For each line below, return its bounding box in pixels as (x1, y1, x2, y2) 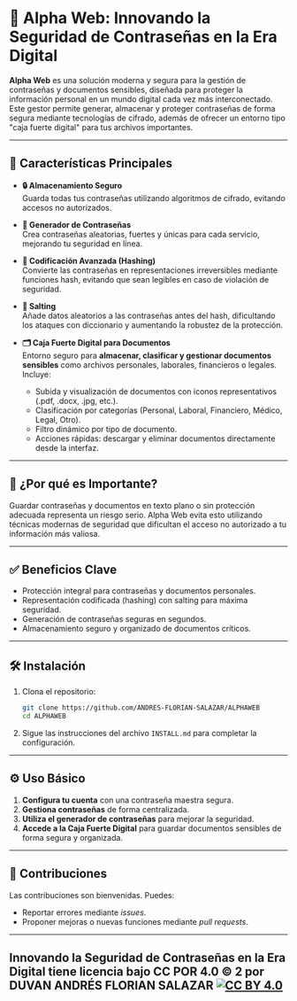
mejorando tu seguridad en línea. (21, 238, 143, 249)
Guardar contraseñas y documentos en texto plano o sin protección (9, 500, 255, 510)
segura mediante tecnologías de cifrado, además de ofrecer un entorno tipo (9, 113, 286, 123)
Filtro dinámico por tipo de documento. (34, 423, 178, 434)
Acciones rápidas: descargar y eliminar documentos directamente (34, 433, 276, 444)
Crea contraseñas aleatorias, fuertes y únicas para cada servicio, (21, 229, 261, 239)
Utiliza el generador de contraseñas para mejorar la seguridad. (21, 813, 255, 824)
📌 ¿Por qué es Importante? (9, 477, 158, 492)
